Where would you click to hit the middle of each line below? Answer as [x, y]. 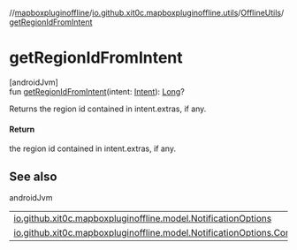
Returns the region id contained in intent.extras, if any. [108, 109]
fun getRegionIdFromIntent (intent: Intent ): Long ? [97, 91]
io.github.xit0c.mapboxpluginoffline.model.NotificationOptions [143, 218]
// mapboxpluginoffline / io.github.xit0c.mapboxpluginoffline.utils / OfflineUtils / [147, 13]
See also [33, 176]
